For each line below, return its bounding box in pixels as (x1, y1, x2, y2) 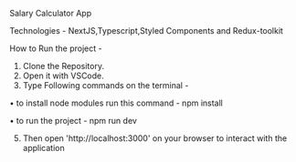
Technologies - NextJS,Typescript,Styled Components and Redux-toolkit (9, 25, 283, 35)
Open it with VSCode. (22, 70, 105, 81)
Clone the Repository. (22, 61, 105, 71)
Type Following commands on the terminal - (22, 80, 189, 90)
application (22, 143, 66, 153)
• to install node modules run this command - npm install (9, 97, 224, 108)
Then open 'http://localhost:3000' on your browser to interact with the (22, 133, 288, 144)
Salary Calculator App (9, 8, 92, 18)
